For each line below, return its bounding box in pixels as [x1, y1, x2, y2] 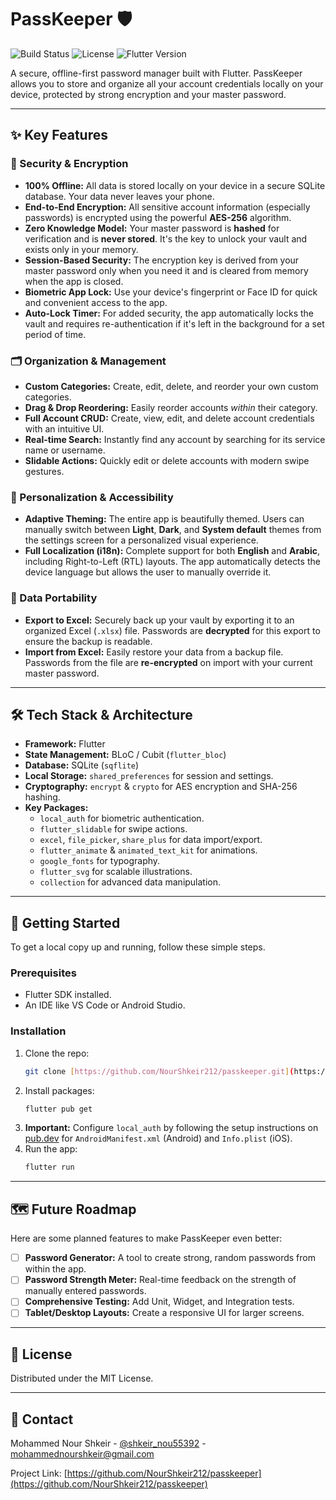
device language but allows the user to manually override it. [24, 566, 272, 578]
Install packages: [24, 1084, 95, 1096]
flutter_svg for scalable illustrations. [39, 866, 193, 878]
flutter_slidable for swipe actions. [39, 823, 188, 835]
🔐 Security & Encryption [10, 157, 129, 171]
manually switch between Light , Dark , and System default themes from [24, 524, 322, 536]
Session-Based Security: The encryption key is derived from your [24, 254, 300, 266]
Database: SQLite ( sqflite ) [24, 759, 140, 771]
